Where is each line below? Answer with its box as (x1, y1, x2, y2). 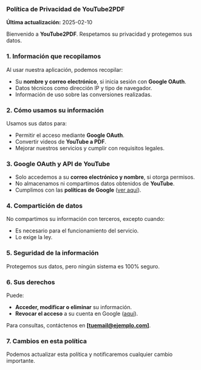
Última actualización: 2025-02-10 (6, 19, 93, 26)
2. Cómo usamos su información (6, 106, 104, 114)
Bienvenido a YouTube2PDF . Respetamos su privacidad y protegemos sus (6, 30, 192, 38)
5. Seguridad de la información (6, 249, 99, 257)
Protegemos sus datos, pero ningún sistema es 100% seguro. (6, 262, 160, 270)
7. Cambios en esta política (6, 337, 87, 345)
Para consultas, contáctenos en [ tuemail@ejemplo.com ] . (6, 322, 151, 329)
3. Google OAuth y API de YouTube (6, 159, 111, 168)
